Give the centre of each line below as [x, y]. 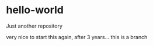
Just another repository [34, 26]
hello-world [35, 10]
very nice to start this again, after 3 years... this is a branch [77, 37]
